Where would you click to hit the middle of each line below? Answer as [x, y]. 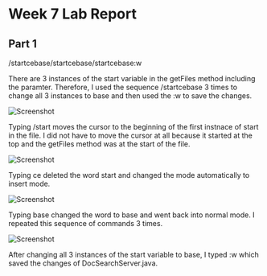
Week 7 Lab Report [72, 14]
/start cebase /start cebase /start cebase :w [75, 63]
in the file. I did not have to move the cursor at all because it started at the [131, 135]
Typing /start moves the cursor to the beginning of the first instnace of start [133, 127]
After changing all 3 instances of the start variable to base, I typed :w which [133, 255]
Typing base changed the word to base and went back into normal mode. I [131, 215]
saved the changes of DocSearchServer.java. [83, 263]
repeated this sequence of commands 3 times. [86, 223]
